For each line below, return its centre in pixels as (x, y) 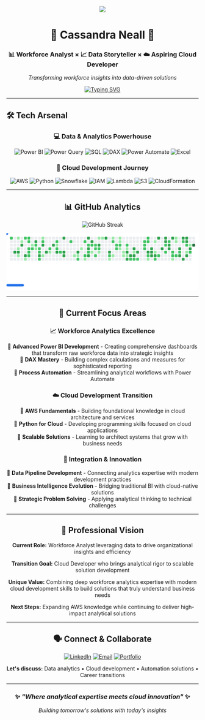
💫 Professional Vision (103, 530)
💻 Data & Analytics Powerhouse (103, 136)
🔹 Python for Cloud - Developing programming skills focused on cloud (103, 424)
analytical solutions (112, 613)
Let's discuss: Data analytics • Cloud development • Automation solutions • (103, 669)
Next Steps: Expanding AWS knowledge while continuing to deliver (95, 607)
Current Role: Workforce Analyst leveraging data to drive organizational (103, 545)
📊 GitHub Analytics (103, 207)
